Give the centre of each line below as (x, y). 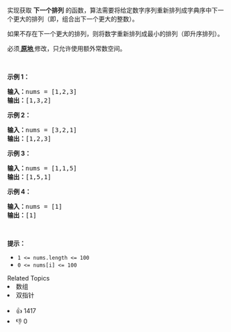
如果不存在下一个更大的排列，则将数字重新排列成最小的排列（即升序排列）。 (115, 34)
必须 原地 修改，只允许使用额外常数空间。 (67, 48)
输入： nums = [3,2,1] (42, 130)
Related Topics (29, 278)
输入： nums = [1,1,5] (42, 168)
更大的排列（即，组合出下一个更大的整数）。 (75, 19)
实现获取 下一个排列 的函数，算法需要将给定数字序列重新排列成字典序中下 (112, 10)
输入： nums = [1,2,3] (42, 92)
